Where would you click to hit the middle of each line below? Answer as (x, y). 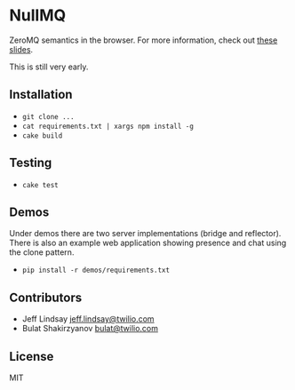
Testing (31, 163)
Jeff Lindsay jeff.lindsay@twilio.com (88, 319)
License (32, 356)
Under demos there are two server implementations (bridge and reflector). (145, 234)
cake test (40, 185)
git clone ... (48, 116)
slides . (21, 49)
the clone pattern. (42, 252)
